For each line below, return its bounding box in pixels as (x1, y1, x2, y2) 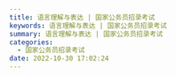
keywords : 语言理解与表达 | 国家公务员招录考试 (9, 21, 167, 30)
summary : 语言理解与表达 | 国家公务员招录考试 (9, 29, 164, 38)
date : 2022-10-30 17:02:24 (9, 54, 109, 63)
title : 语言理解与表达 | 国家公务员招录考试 (9, 12, 156, 22)
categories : (9, 37, 53, 47)
